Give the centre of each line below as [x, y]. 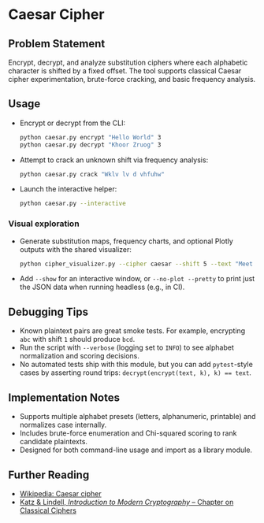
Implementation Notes [64, 397]
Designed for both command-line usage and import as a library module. [136, 450]
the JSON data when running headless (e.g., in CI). [102, 287]
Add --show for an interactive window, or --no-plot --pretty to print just [137, 279]
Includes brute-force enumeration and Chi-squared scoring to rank [128, 433]
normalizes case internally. [63, 425]
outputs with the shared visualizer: [76, 249]
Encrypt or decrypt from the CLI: [73, 123]
